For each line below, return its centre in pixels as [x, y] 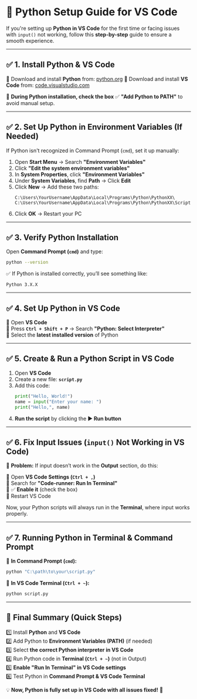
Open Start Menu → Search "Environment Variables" [80, 162]
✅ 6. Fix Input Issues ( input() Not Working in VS [95, 442]
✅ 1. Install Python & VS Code [61, 65]
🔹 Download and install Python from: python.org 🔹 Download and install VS [97, 79]
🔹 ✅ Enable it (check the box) [42, 489]
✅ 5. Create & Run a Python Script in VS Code [90, 359]
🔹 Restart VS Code [28, 496]
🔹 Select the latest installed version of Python [62, 335]
